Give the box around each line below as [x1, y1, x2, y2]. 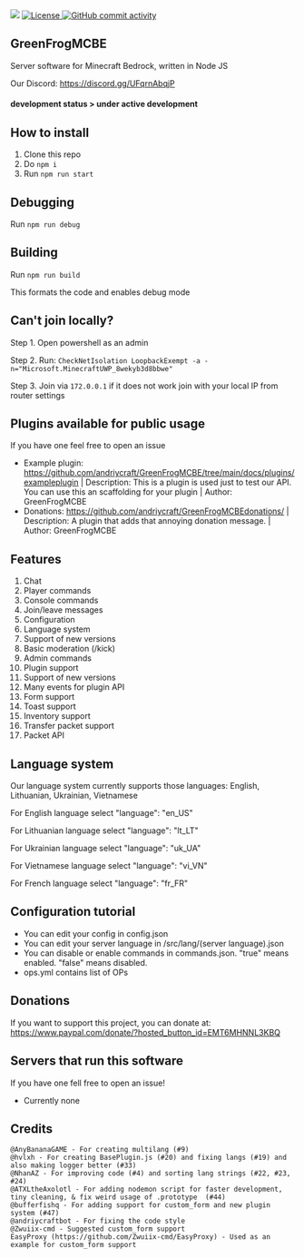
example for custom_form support [10, 1241, 137, 1250]
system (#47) [10, 1209, 60, 1218]
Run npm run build [10, 269, 81, 280]
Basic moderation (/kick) [23, 644, 116, 654]
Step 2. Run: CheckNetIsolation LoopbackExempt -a [10, 354, 201, 366]
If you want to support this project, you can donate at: [10, 1017, 211, 1028]
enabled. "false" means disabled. [23, 957, 148, 968]
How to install [10, 124, 90, 140]
